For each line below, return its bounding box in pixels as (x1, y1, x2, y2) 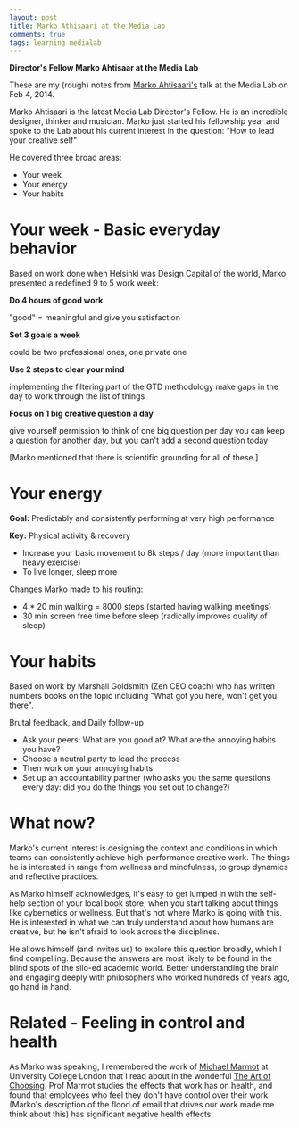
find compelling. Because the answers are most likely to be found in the (9, 953, 272, 964)
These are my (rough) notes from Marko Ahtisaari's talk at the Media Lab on (9, 79, 288, 90)
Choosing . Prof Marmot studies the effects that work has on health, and (9, 1080, 273, 1091)
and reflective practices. (9, 871, 99, 882)
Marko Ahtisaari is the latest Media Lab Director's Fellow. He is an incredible (9, 106, 288, 117)
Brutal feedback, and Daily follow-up (9, 717, 145, 728)
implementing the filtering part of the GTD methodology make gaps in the (9, 381, 279, 393)
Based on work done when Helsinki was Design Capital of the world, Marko (9, 269, 287, 279)
